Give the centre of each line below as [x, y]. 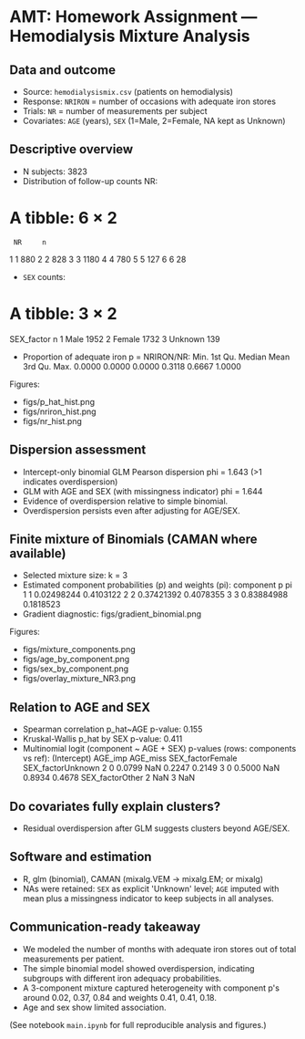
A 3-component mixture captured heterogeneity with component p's [151, 988]
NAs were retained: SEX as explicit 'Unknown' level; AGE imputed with [151, 888]
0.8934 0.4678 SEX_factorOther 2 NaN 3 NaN [109, 778]
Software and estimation [81, 857]
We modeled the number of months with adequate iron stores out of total [159, 949]
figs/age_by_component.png [76, 660]
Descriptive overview [71, 149]
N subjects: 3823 [55, 171]
